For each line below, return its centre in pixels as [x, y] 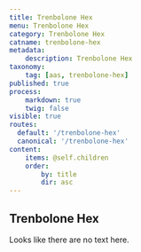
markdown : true [53, 100]
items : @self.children [67, 157]
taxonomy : [27, 67]
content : [25, 149]
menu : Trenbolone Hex [49, 26]
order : [37, 166]
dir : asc [57, 183]
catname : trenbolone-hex [55, 42]
